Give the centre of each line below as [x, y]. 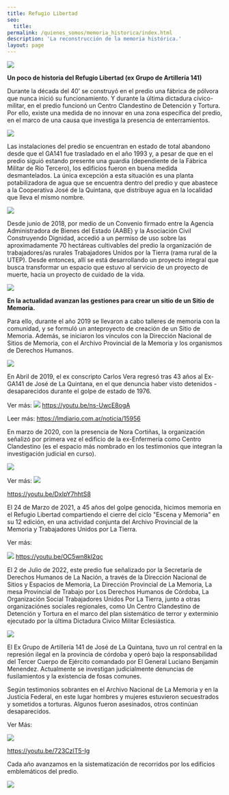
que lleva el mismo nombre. [46, 197]
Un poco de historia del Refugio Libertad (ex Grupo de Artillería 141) [105, 78]
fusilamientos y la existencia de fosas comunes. [75, 676]
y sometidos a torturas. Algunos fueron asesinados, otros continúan [103, 704]
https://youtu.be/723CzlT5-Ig [49, 751]
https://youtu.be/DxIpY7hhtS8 [49, 494]
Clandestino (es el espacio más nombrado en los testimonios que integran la [115, 446]
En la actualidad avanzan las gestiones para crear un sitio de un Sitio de [111, 300]
